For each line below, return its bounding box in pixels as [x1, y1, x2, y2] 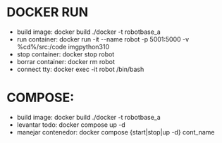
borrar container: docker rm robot [16, 57, 116, 66]
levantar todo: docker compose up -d [16, 120, 126, 129]
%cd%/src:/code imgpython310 [16, 42, 110, 51]
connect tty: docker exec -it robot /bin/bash [16, 65, 144, 73]
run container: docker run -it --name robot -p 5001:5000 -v [16, 35, 190, 43]
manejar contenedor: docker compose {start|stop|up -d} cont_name [16, 128, 215, 136]
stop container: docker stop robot [16, 50, 115, 58]
